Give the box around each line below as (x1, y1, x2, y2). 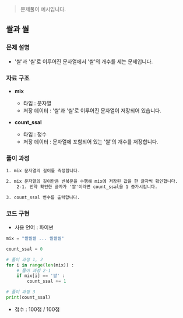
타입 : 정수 (23, 131, 47, 138)
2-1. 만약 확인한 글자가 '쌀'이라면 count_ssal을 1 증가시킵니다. (16, 184, 158, 190)
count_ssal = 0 (6, 246, 43, 252)
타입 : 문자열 (23, 100, 51, 107)
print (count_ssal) (6, 295, 51, 300)
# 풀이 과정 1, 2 (6, 257, 44, 262)
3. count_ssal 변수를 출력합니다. (6, 194, 80, 200)
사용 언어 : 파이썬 (14, 224, 54, 231)
